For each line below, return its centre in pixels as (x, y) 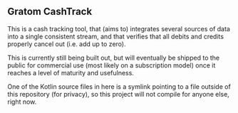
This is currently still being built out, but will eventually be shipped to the (113, 58)
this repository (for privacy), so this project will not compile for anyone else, (118, 94)
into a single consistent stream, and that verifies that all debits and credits (116, 36)
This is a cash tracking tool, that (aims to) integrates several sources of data (119, 28)
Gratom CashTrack (50, 12)
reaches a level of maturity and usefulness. (71, 72)
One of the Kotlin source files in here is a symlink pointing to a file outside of (119, 86)
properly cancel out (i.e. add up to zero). (67, 44)
